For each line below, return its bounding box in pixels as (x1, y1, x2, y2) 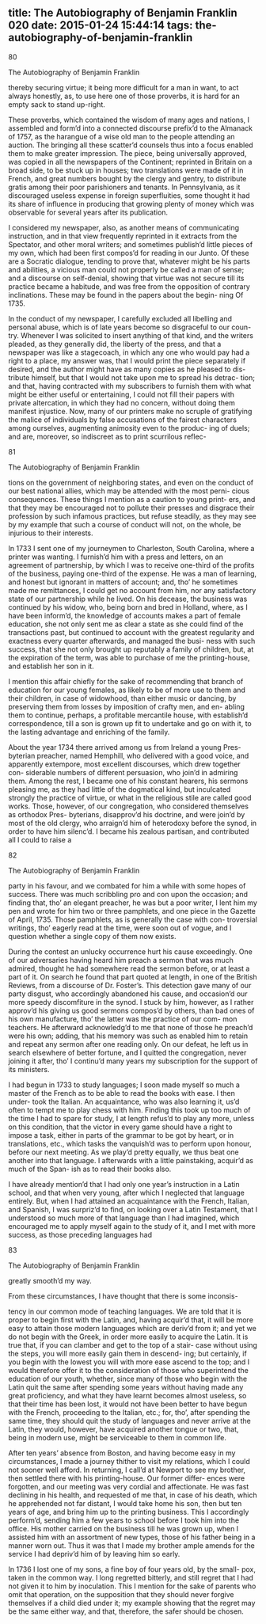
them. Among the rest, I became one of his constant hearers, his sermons (8, 776, 249, 785)
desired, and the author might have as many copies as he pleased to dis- (8, 364, 246, 374)
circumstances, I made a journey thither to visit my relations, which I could (8, 1456, 251, 1466)
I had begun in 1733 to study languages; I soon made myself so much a (8, 1080, 240, 1090)
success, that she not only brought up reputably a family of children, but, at (8, 645, 254, 654)
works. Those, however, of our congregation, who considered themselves (8, 801, 249, 811)
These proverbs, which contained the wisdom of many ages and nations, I (8, 115, 250, 124)
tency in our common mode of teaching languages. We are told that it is (8, 1306, 241, 1316)
